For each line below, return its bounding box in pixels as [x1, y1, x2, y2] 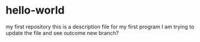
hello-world [5, 4, 65, 17]
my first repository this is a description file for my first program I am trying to [5, 23, 195, 30]
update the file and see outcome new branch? [5, 29, 119, 36]
